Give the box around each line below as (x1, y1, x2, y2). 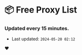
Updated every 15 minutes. (4, 25, 69, 32)
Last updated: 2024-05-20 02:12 (11, 36, 76, 42)
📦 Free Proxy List (4, 4, 77, 16)
